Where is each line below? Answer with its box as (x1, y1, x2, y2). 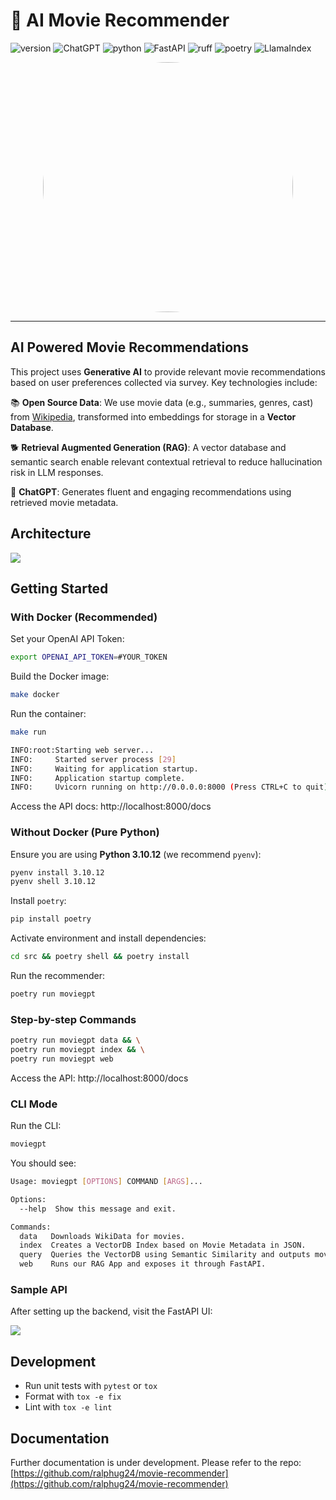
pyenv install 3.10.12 (10, 867, 105, 878)
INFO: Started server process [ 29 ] (10, 754, 177, 764)
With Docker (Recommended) (10, 610, 158, 624)
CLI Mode (10, 1097, 58, 1111)
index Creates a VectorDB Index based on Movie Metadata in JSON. (19, 1240, 307, 1251)
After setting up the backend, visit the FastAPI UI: (10, 1305, 213, 1318)
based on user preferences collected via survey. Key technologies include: (10, 376, 318, 388)
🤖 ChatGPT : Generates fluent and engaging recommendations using (10, 485, 292, 498)
